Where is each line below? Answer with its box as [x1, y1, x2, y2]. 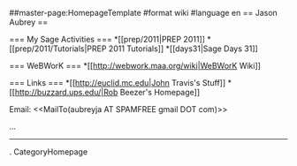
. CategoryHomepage [9, 147, 88, 157]
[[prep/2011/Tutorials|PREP [9, 43, 107, 54]
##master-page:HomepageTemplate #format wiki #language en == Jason [9, 8, 278, 18]
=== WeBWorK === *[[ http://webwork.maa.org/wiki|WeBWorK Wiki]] [9, 61, 261, 71]
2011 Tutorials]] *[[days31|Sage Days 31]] [108, 43, 258, 54]
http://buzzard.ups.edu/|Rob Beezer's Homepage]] [14, 87, 201, 97]
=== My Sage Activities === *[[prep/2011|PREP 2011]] [9, 34, 206, 44]
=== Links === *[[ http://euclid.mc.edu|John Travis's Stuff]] [9, 78, 226, 87]
